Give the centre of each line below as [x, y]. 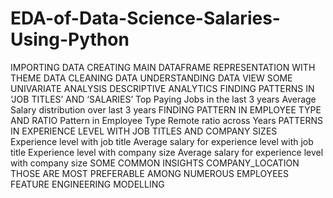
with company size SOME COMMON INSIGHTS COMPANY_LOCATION [155, 163]
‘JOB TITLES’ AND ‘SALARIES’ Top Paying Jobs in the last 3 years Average [163, 99]
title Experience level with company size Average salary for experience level [167, 152]
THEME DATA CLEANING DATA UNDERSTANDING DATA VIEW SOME [151, 78]
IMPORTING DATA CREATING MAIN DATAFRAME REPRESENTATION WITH [163, 67]
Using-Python [70, 39]
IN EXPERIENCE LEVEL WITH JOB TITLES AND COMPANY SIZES [144, 131]
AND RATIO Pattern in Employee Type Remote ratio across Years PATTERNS [166, 120]
